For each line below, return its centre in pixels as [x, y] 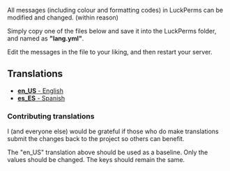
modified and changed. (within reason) [63, 17]
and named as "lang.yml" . [46, 38]
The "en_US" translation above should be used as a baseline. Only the [108, 152]
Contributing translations [51, 116]
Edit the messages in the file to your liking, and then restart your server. [110, 52]
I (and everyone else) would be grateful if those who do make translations [113, 131]
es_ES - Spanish [41, 98]
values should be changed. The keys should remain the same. [96, 160]
